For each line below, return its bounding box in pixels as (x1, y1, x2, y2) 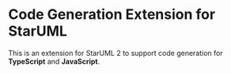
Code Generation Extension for (8, 6, 216, 24)
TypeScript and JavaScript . (8, 57, 100, 66)
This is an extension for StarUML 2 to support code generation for (8, 48, 223, 57)
